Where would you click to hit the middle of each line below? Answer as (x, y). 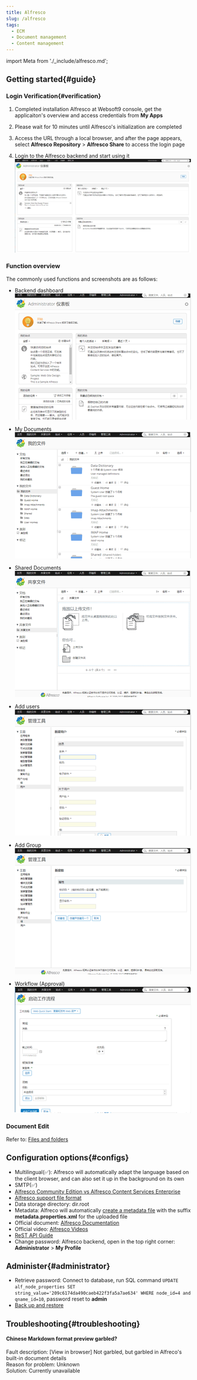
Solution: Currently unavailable (43, 1371)
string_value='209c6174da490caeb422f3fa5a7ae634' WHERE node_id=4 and (103, 1293)
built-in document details (36, 1358)
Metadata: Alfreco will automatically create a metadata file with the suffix (103, 1210)
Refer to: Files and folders (37, 1139)
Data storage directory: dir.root (52, 1204)
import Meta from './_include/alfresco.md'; (57, 61)
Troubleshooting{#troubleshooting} (73, 1324)
